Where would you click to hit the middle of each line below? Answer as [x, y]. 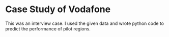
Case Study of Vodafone [58, 9]
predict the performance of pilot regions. [48, 28]
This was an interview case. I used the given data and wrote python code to [85, 23]
